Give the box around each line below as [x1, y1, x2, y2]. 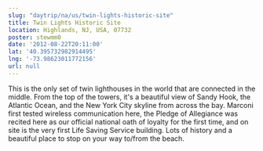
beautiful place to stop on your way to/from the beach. [8, 134, 184, 143]
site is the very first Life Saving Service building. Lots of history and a [8, 125, 233, 135]
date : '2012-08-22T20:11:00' [8, 41, 104, 49]
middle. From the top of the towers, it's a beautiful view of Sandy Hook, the [8, 92, 251, 102]
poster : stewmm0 [8, 33, 61, 41]
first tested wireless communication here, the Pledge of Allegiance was [8, 109, 238, 118]
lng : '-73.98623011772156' [8, 56, 97, 63]
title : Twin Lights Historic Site [8, 19, 122, 27]
